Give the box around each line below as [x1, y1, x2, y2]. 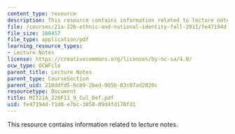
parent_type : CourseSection [7, 75, 90, 82]
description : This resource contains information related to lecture [7, 17, 215, 24]
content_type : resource [7, 10, 77, 17]
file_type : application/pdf [7, 36, 90, 43]
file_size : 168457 [7, 29, 61, 37]
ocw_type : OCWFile [7, 62, 61, 69]
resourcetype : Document [7, 88, 77, 95]
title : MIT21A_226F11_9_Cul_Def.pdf [7, 95, 114, 102]
